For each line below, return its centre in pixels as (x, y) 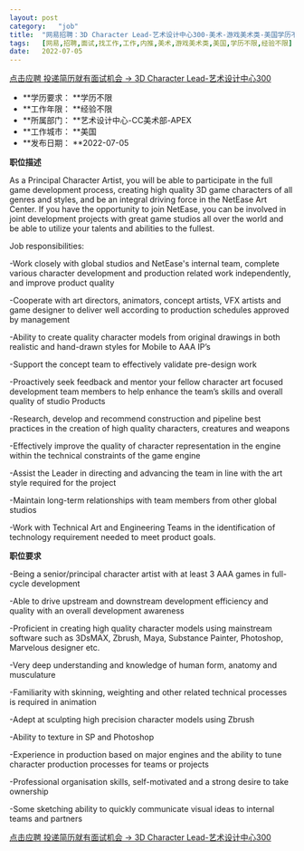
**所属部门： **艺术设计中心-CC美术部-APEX (107, 121)
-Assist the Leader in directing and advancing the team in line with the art (146, 473)
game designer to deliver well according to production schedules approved (149, 310)
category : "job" (44, 26)
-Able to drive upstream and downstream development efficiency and (139, 601)
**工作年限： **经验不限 (67, 109)
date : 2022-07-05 (46, 52)
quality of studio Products (57, 401)
